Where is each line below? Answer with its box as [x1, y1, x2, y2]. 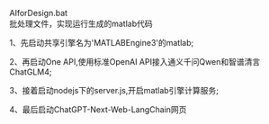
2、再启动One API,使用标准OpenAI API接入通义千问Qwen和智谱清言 [9, 57, 261, 66]
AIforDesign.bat [9, 8, 68, 18]
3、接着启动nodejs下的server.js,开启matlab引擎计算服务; [9, 85, 219, 95]
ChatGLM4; [9, 66, 52, 77]
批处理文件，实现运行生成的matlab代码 [9, 18, 153, 29]
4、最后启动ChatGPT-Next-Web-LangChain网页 [9, 104, 187, 115]
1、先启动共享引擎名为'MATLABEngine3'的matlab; [9, 38, 194, 48]
